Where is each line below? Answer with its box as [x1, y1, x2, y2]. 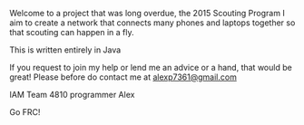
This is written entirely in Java [9, 44, 122, 55]
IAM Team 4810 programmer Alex [9, 90, 135, 100]
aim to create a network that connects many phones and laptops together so [9, 17, 296, 28]
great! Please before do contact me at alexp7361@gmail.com [9, 72, 238, 82]
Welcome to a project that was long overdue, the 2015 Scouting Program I [9, 8, 286, 18]
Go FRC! [9, 107, 41, 117]
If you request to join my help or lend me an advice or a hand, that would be [9, 62, 292, 72]
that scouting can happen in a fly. [9, 27, 134, 37]
